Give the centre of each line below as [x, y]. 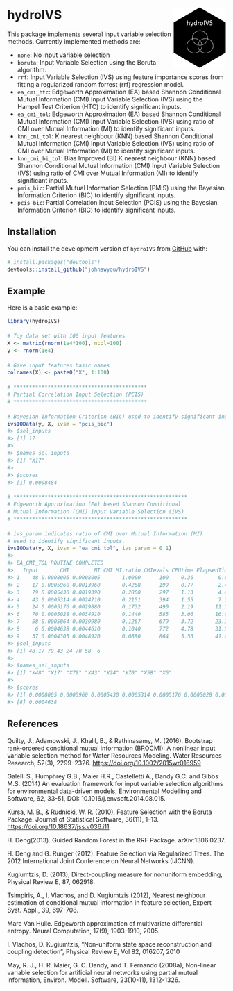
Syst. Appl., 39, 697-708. [43, 910]
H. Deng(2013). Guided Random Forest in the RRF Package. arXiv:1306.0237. [116, 840]
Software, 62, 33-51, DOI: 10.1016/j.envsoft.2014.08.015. [87, 798]
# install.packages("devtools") [54, 262]
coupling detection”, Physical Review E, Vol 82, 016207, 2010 [94, 951]
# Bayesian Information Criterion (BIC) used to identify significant [111, 417]
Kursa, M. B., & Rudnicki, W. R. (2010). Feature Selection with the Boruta [110, 812]
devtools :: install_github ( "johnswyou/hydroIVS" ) [79, 269]
